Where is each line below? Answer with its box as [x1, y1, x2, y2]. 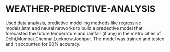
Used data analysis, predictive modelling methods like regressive [5, 20, 141, 26]
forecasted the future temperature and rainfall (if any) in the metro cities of [5, 30, 161, 36]
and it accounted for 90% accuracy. [5, 41, 81, 47]
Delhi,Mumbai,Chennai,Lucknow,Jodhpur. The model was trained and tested [5, 36, 165, 42]
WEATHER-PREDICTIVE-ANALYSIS [5, 3, 156, 15]
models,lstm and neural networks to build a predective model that [5, 25, 143, 31]
